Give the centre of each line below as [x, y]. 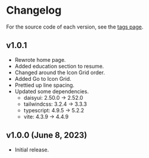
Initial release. [32, 150]
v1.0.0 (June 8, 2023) [47, 135]
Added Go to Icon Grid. [43, 78]
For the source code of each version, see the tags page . [75, 27]
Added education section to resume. [59, 66]
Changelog [34, 10]
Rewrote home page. [40, 59]
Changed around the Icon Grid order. [60, 72]
